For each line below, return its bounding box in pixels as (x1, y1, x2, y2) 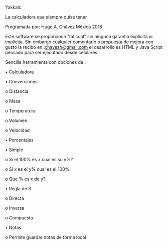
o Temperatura (5, 108, 36, 113)
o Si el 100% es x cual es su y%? (5, 157, 73, 162)
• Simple (5, 147, 24, 153)
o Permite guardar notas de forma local (5, 234, 86, 240)
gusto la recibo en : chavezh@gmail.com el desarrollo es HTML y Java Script (5, 44, 163, 50)
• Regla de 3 (5, 186, 31, 191)
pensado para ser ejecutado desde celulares (5, 50, 98, 55)
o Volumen (5, 117, 28, 124)
